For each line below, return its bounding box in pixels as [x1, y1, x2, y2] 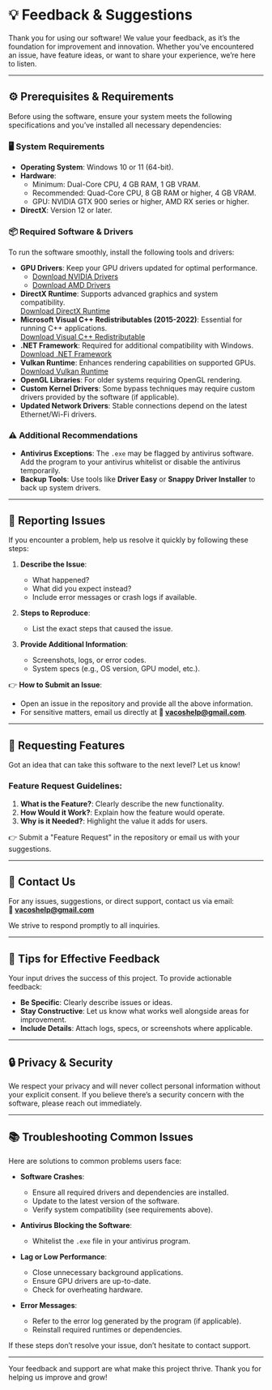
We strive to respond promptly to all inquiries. [8, 921, 160, 930]
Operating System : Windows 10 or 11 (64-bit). [19, 162, 174, 172]
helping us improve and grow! [8, 1372, 108, 1382]
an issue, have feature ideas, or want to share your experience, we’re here [8, 50, 257, 60]
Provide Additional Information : [19, 639, 128, 649]
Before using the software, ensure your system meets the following [8, 111, 232, 121]
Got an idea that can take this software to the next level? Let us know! [8, 760, 240, 770]
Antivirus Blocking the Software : [19, 1220, 132, 1230]
